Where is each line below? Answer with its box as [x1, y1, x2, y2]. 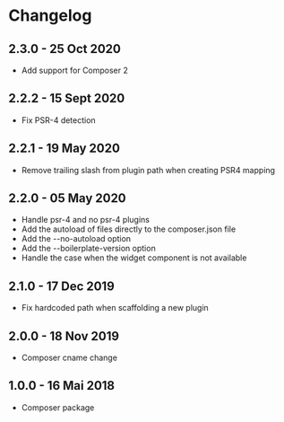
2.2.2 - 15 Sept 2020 [8, 91, 125, 106]
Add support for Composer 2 [21, 65, 129, 75]
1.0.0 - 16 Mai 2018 [8, 378, 116, 393]
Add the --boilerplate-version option [21, 243, 156, 254]
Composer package [21, 401, 95, 413]
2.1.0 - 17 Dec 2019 [8, 278, 116, 294]
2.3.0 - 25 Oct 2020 [8, 41, 122, 57]
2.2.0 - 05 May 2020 [8, 190, 126, 207]
